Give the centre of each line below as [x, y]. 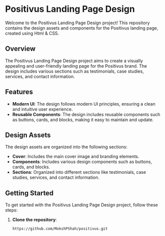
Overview [21, 49]
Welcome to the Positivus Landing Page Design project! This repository [78, 23]
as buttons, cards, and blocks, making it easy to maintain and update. [83, 119]
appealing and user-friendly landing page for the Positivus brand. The [76, 66]
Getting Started [29, 193]
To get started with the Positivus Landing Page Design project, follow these [82, 205]
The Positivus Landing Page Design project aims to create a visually [74, 61]
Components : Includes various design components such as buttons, [82, 162]
